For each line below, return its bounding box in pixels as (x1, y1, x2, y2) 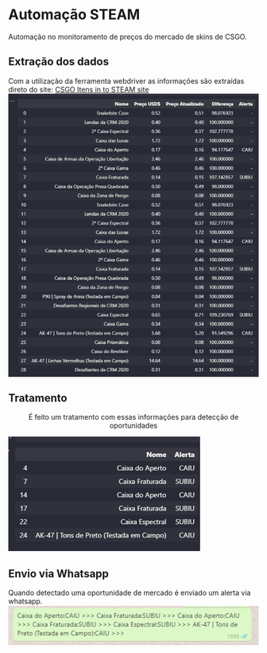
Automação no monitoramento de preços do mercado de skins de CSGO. (8, 32, 248, 41)
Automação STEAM (8, 6, 141, 24)
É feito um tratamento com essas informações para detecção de (28, 413, 239, 422)
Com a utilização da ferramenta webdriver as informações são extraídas (8, 76, 245, 85)
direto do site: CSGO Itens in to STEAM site (8, 84, 149, 94)
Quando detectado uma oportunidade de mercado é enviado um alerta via (8, 588, 251, 597)
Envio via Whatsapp (8, 567, 110, 581)
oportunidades (110, 420, 157, 431)
